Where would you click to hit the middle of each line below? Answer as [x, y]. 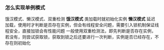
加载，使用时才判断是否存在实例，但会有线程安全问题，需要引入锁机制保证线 [82, 25]
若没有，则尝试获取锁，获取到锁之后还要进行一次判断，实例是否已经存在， [80, 37]
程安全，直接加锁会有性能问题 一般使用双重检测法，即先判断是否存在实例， [81, 31]
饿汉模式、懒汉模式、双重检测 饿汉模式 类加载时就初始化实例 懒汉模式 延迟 [80, 19]
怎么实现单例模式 [25, 7]
